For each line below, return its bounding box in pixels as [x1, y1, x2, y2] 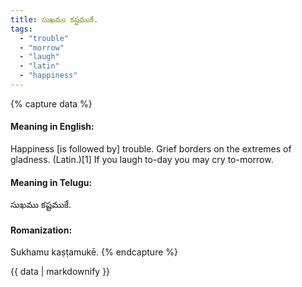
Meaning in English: [10, 121, 95, 133]
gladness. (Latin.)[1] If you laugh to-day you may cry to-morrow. [10, 154, 274, 166]
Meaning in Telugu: [10, 176, 93, 188]
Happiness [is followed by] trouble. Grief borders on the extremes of [10, 143, 292, 155]
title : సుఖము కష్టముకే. [10, 14, 99, 25]
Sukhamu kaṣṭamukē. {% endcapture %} [10, 246, 178, 258]
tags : [10, 24, 33, 34]
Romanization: [10, 224, 73, 236]
